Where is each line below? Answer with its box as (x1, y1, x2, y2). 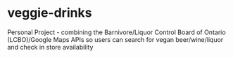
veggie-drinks (7, 5, 92, 21)
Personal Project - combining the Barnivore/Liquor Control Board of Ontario (7, 28, 227, 36)
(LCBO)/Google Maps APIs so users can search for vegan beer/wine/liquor (7, 35, 224, 43)
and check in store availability (7, 43, 94, 51)
